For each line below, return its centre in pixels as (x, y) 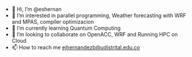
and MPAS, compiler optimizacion (53, 22)
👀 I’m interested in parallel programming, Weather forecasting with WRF (99, 15)
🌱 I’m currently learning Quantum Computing (66, 28)
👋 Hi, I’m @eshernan (37, 9)
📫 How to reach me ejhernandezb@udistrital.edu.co (76, 47)
